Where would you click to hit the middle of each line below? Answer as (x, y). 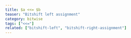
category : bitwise (24, 19)
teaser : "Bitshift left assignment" (43, 14)
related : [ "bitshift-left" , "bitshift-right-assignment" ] (66, 28)
